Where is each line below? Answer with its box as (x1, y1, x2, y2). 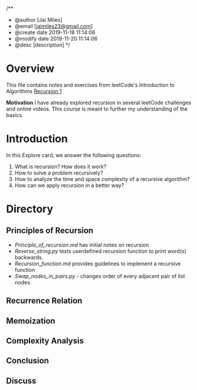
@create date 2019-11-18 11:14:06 (14, 29, 96, 36)
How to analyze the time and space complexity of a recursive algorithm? (14, 175, 190, 182)
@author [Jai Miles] (14, 16, 63, 23)
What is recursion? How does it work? (14, 163, 107, 170)
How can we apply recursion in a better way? (14, 182, 125, 189)
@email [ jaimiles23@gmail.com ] (14, 23, 93, 29)
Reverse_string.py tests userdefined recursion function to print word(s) (14, 247, 187, 255)
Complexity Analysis (6, 336, 84, 346)
